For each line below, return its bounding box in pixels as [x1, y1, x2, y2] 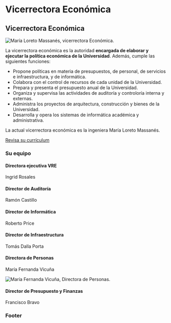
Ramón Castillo [5, 197, 37, 203]
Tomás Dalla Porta [5, 243, 44, 249]
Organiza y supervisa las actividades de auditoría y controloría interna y [12, 90, 165, 96]
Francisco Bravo [5, 299, 40, 306]
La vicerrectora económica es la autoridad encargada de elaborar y [5, 48, 149, 53]
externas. [12, 96, 33, 101]
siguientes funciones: [5, 58, 51, 64]
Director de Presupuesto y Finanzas [5, 288, 83, 294]
